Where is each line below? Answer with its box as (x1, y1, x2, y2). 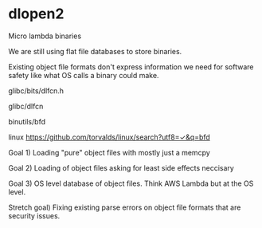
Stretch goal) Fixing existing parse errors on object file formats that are (8, 202, 241, 212)
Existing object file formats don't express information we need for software (8, 61, 254, 72)
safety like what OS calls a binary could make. (8, 70, 159, 80)
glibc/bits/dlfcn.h (8, 85, 65, 96)
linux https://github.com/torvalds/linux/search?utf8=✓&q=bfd (8, 132, 211, 142)
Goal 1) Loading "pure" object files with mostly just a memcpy (8, 147, 211, 157)
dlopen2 (8, 5, 65, 23)
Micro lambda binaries (8, 31, 82, 41)
